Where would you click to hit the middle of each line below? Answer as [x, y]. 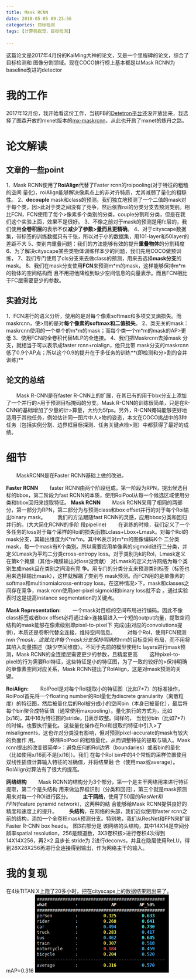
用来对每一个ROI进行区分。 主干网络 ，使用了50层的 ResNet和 [85, 796]
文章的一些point [35, 170]
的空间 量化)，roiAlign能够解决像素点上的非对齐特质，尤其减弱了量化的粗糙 [97, 192]
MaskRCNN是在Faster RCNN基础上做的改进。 [71, 475]
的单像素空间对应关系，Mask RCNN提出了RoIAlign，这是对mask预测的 [91, 669]
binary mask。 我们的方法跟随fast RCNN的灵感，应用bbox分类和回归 [99, 517]
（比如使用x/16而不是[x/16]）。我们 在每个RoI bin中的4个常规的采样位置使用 [97, 754]
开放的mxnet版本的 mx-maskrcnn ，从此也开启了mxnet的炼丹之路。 [106, 121]
